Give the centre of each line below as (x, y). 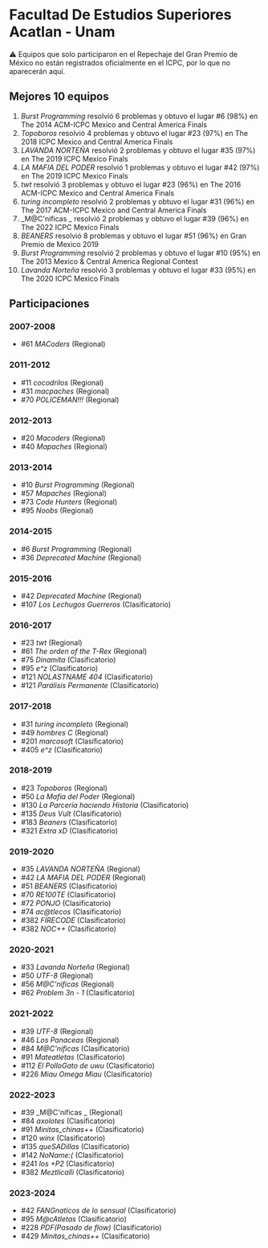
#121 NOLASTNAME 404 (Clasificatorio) (87, 677)
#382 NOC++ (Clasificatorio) (69, 929)
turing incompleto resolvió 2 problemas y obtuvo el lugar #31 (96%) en (138, 201)
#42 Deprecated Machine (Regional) (81, 595)
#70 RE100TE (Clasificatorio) (68, 895)
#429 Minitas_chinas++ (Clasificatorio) (85, 1236)
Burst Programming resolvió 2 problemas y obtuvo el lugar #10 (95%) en (140, 253)
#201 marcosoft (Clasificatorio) (72, 741)
